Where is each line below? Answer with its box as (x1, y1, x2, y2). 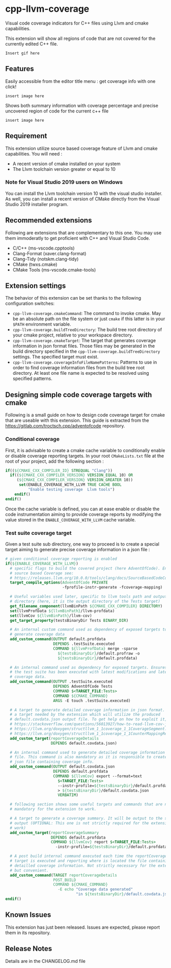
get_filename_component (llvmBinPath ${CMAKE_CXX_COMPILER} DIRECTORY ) (10, 603, 163, 609)
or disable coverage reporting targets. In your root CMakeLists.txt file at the (5, 453, 164, 459)
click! (5, 83, 17, 89)
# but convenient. (10, 868, 49, 873)
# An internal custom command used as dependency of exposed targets (10, 627, 160, 632)
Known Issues (5, 911, 51, 919)
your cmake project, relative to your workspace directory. (12, 332, 133, 338)
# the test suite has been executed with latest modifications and (10, 669, 156, 675)
